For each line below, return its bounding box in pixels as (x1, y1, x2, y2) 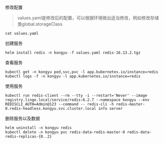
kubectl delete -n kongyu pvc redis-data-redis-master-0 (5, 130, 125, 135)
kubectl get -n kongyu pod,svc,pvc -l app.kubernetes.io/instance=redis (5, 70, 159, 74)
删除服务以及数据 (5, 116, 40, 121)
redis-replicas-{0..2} (5, 134, 52, 139)
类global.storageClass (17, 21, 63, 27)
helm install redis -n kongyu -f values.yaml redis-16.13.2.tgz (5, 50, 141, 55)
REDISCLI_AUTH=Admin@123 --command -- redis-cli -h (5, 102, 114, 107)
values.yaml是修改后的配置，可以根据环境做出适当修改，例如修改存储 (17, 15, 160, 21)
